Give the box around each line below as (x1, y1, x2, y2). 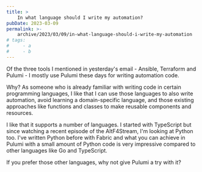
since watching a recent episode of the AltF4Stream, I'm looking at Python (6, 127, 193, 134)
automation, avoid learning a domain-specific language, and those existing (6, 96, 194, 103)
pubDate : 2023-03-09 (6, 20, 59, 26)
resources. (6, 109, 34, 116)
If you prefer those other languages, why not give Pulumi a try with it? (6, 159, 181, 166)
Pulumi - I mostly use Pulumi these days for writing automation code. (6, 71, 179, 79)
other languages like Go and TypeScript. (6, 146, 108, 154)
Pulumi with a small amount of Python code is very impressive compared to (6, 140, 196, 148)
